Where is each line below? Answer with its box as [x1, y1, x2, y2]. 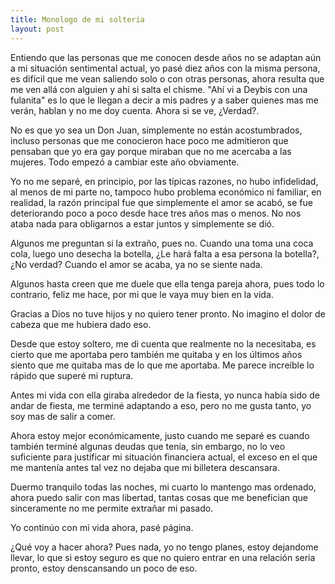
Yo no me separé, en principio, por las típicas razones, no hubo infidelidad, [10, 175, 319, 187]
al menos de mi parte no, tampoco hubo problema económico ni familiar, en [10, 186, 322, 198]
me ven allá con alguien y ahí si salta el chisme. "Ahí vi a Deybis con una [10, 83, 308, 95]
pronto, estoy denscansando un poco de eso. [10, 562, 198, 574]
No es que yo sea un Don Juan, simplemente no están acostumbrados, [10, 124, 303, 136]
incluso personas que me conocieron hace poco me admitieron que [10, 134, 289, 146]
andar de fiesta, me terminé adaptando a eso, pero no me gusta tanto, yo [10, 399, 312, 411]
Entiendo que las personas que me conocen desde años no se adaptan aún [10, 51, 322, 63]
